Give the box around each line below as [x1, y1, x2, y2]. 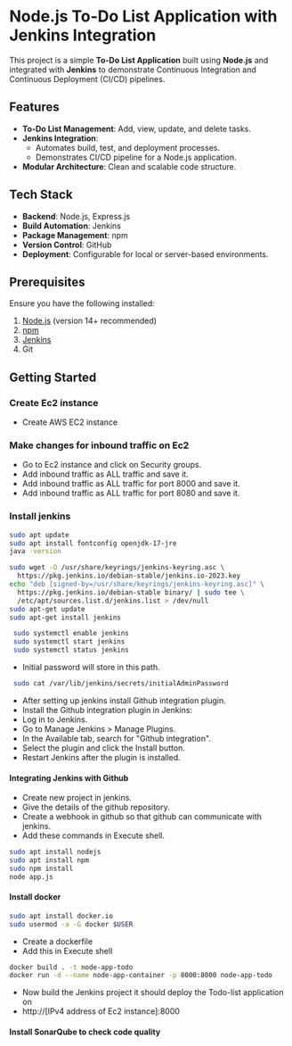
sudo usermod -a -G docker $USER [9, 919, 134, 929]
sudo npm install [9, 864, 74, 873]
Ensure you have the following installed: [9, 298, 156, 309]
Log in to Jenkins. [21, 714, 88, 725]
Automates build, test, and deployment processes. [35, 142, 221, 153]
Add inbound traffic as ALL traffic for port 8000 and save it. [21, 478, 240, 489]
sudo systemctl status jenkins [12, 645, 129, 655]
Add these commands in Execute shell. [21, 830, 165, 841]
